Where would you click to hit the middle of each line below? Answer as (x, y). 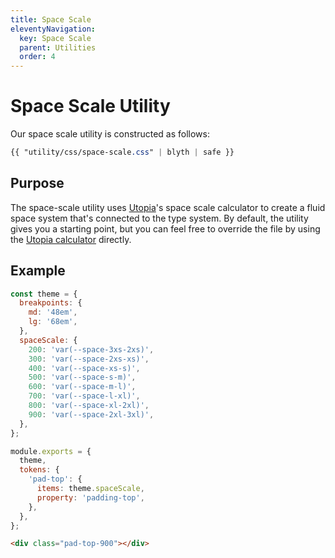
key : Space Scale (55, 38)
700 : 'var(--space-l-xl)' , (84, 396)
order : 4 (37, 57)
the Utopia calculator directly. (71, 239)
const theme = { (44, 294)
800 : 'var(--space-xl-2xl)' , (89, 406)
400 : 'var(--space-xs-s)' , (84, 368)
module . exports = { (51, 451)
